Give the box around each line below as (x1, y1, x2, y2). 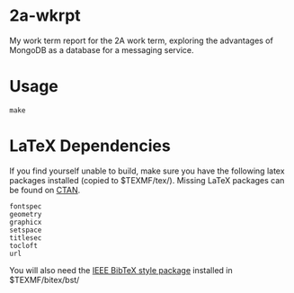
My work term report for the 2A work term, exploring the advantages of (9, 35, 274, 46)
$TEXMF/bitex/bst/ (9, 274, 80, 285)
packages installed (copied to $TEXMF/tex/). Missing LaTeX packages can (9, 174, 285, 185)
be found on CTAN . (9, 184, 81, 195)
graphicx (9, 218, 42, 226)
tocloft (9, 241, 39, 250)
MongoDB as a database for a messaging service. (9, 44, 194, 55)
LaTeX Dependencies (9, 136, 171, 156)
